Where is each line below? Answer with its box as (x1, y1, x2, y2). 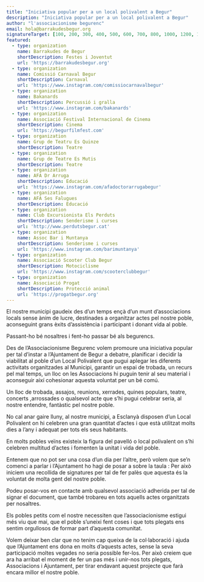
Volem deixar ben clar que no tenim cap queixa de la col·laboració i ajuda (6, 536, 189, 544)
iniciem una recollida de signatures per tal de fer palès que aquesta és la (6, 469, 188, 476)
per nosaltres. (6, 500, 41, 507)
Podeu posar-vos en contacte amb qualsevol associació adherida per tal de (6, 487, 195, 495)
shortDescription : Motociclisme (17, 263, 99, 269)
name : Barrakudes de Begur (17, 49, 86, 55)
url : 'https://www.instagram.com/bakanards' (17, 104, 132, 111)
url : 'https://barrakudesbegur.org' (17, 60, 110, 66)
